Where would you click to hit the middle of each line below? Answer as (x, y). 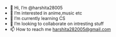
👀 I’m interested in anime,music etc (46, 13)
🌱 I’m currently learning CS (38, 18)
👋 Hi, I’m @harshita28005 (36, 8)
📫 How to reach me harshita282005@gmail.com (60, 29)
